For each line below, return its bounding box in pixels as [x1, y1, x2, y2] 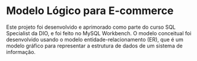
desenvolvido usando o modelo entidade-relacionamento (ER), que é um [6, 36, 184, 43]
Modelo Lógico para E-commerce [6, 4, 174, 18]
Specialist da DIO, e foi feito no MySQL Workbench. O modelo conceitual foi [6, 29, 192, 36]
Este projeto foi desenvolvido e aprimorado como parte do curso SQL [6, 23, 176, 30]
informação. [6, 48, 36, 55]
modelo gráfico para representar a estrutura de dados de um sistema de [6, 42, 183, 49]
